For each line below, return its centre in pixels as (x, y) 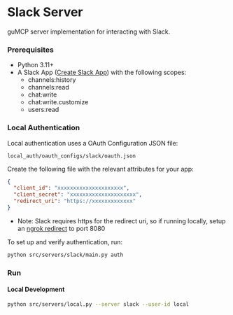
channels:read (49, 87)
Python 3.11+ (36, 65)
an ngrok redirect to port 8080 (61, 228)
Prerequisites (30, 50)
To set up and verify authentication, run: (65, 241)
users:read (43, 110)
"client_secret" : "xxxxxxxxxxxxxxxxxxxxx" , (78, 195)
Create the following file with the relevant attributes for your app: (100, 169)
